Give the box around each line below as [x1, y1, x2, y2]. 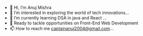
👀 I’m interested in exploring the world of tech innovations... [9, 10, 129, 16]
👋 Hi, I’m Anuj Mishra [9, 5, 52, 10]
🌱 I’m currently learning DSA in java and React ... [9, 15, 107, 20]
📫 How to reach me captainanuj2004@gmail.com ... [9, 26, 114, 31]
